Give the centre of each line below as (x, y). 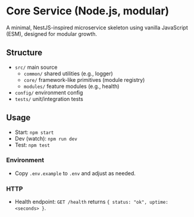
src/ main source (36, 67)
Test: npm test (32, 145)
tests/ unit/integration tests (49, 99)
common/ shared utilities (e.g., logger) (68, 74)
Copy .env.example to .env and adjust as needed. (75, 173)
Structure (24, 53)
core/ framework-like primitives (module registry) (84, 80)
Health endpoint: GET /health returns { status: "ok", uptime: (91, 202)
